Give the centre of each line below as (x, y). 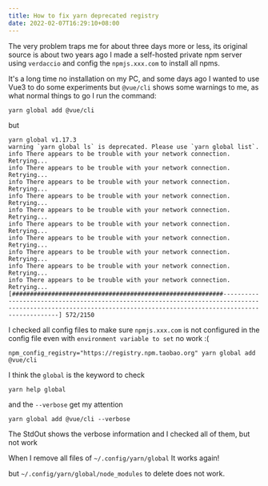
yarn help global (37, 389)
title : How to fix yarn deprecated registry (84, 16)
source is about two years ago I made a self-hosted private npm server (125, 54)
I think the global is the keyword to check (77, 375)
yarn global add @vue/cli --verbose (69, 419)
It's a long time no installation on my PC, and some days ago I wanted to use (134, 78)
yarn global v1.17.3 (43, 140)
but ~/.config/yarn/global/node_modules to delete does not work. (117, 473)
